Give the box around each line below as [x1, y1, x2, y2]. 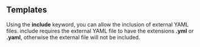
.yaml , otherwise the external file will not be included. [6, 33, 141, 41]
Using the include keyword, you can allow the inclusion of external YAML [6, 20, 189, 28]
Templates [6, 5, 47, 15]
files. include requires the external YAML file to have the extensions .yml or [6, 27, 194, 34]
